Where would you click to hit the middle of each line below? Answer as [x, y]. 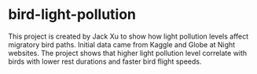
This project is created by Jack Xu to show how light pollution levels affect [128, 36]
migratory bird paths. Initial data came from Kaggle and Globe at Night [122, 44]
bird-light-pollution [72, 15]
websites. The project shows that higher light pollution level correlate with [128, 53]
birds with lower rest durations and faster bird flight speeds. [105, 61]
